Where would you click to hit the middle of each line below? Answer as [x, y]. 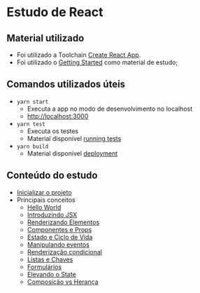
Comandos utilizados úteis [66, 84]
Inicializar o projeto [44, 192]
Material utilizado [45, 38]
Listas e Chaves [50, 259]
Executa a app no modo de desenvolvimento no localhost [110, 109]
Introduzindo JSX [52, 214]
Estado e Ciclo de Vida [60, 237]
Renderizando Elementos [63, 222]
